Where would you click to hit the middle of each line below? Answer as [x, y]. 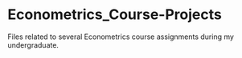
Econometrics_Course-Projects [115, 15]
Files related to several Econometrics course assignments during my [121, 37]
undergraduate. [33, 44]
